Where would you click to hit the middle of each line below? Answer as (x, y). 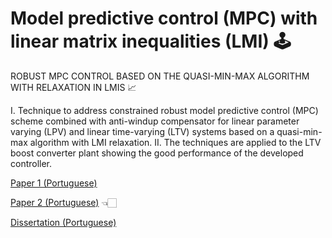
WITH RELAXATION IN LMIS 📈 (73, 87)
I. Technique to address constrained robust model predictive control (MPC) (164, 110)
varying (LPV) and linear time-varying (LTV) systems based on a (142, 131)
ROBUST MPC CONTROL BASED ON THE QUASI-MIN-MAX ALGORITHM (160, 76)
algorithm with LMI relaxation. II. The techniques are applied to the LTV (175, 142)
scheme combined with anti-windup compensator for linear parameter (155, 121)
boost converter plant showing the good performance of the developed (157, 153)
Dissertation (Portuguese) (63, 222)
